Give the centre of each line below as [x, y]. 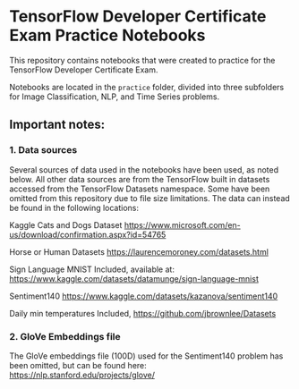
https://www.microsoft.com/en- [183, 224]
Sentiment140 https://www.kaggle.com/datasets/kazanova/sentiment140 [144, 296]
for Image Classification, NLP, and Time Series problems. [115, 97]
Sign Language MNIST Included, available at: [92, 269]
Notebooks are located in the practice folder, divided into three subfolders [147, 87]
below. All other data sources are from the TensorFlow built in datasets [140, 179]
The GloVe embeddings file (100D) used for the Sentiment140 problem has [146, 356]
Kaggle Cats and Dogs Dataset [66, 224]
